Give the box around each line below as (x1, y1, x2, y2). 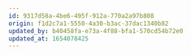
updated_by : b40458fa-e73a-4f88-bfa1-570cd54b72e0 (8, 27, 184, 35)
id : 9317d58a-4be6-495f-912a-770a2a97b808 (8, 11, 154, 20)
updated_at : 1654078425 (8, 34, 89, 43)
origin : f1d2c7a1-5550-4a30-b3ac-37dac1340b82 (8, 19, 169, 27)
